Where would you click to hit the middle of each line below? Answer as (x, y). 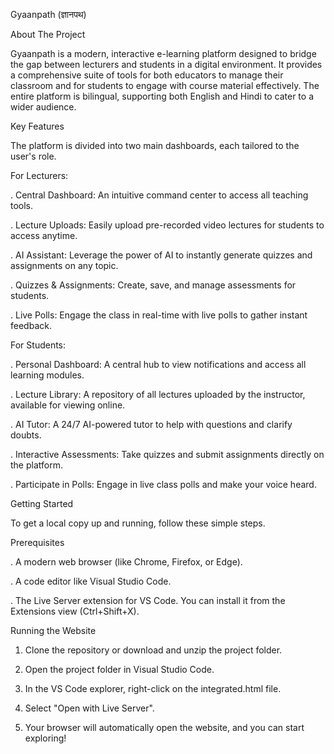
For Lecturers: (39, 175)
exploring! (45, 738)
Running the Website (53, 630)
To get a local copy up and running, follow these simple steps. (138, 523)
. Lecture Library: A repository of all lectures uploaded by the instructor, (158, 394)
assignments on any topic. (64, 265)
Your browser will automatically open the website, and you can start (164, 727)
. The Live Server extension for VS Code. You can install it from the (148, 600)
